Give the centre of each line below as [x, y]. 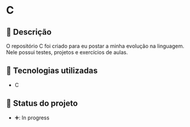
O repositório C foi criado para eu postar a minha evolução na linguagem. [95, 46]
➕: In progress [32, 118]
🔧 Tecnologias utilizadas [52, 71]
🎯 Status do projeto [42, 103]
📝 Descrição [29, 32]
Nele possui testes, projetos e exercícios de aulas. [67, 52]
